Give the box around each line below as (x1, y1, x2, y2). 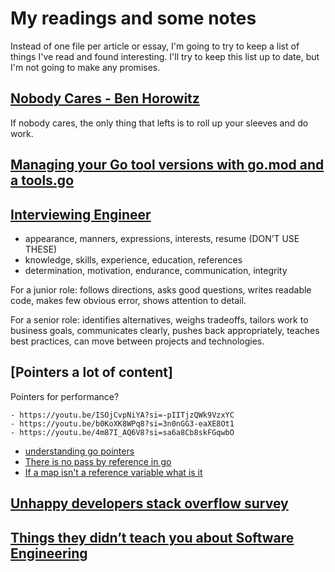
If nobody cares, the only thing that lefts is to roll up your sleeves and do (10, 117, 309, 129)
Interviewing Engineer (10, 206, 152, 223)
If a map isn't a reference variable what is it (24, 466, 203, 478)
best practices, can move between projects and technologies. (10, 335, 265, 347)
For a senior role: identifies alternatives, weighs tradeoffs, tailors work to (10, 313, 309, 326)
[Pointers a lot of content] (10, 364, 173, 381)
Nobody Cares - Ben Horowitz (10, 90, 200, 107)
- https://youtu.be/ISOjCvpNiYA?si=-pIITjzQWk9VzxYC (10, 410, 235, 420)
